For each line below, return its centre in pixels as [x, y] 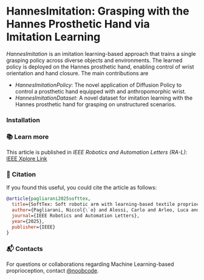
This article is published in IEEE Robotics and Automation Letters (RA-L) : [97, 152]
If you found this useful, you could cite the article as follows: [82, 188]
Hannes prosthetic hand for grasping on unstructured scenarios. [96, 104]
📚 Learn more [28, 137]
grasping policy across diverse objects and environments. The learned [94, 60]
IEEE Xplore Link [27, 159]
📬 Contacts [25, 248]
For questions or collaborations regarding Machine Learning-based [90, 264]
